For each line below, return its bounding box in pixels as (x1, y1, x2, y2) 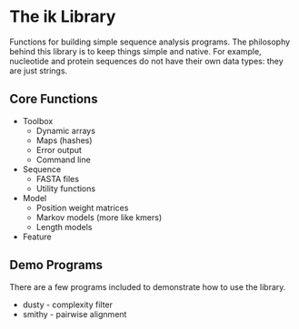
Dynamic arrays (35, 125, 95, 136)
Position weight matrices (35, 202, 129, 213)
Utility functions (35, 183, 96, 194)
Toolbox (22, 115, 54, 126)
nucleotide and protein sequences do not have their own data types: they (9, 55, 284, 66)
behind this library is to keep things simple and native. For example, (9, 45, 262, 56)
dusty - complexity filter (22, 299, 114, 310)
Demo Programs (9, 257, 103, 273)
